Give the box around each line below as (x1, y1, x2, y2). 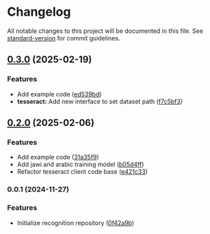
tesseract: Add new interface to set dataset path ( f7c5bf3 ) (16, 97, 183, 105)
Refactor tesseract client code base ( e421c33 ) (16, 168, 148, 176)
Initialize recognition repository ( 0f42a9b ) (16, 218, 135, 226)
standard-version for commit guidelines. (7, 34, 120, 42)
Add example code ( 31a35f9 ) (16, 153, 99, 161)
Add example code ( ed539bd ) (16, 90, 102, 98)
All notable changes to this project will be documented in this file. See (7, 27, 204, 35)
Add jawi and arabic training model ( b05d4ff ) (16, 160, 144, 168)
